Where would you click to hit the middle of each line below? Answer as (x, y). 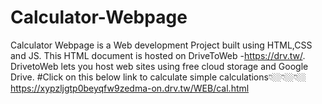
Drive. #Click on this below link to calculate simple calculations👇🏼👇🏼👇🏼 (158, 77)
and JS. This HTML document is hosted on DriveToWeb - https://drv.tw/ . (158, 55)
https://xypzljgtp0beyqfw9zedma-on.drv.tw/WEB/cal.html (130, 88)
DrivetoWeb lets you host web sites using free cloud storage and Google (159, 66)
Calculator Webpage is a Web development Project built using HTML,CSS (161, 45)
